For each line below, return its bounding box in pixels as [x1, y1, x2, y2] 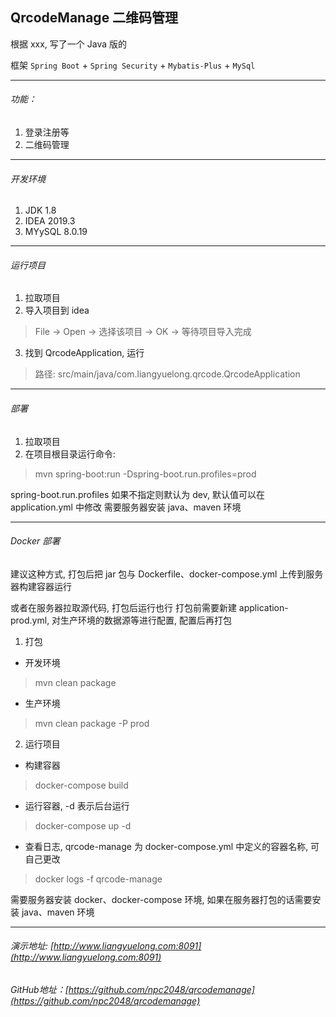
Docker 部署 [10, 535, 61, 547]
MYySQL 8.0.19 [24, 226, 88, 238]
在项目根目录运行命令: [24, 448, 116, 460]
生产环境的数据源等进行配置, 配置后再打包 [60, 614, 233, 626]
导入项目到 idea [24, 304, 90, 317]
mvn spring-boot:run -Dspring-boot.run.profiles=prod [34, 468, 257, 480]
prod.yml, [10, 614, 50, 626]
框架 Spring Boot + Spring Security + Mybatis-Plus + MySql [10, 59, 256, 71]
